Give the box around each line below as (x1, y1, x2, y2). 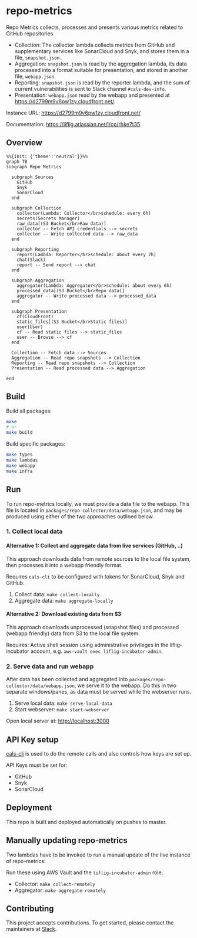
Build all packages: (6, 407, 52, 414)
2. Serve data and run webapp (6, 662, 94, 671)
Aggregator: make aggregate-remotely (14, 887, 106, 894)
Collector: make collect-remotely (14, 880, 95, 887)
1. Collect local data (6, 527, 63, 535)
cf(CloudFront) (16, 313, 54, 319)
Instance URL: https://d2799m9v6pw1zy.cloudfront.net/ (6, 109, 141, 116)
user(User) (16, 323, 44, 330)
